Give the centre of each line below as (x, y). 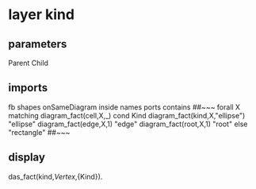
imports (28, 88)
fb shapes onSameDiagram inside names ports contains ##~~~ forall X (124, 107)
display (27, 158)
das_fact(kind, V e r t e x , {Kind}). (55, 176)
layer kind (42, 15)
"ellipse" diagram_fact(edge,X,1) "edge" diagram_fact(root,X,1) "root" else (128, 124)
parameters (38, 44)
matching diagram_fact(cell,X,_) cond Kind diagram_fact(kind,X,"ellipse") (127, 115)
